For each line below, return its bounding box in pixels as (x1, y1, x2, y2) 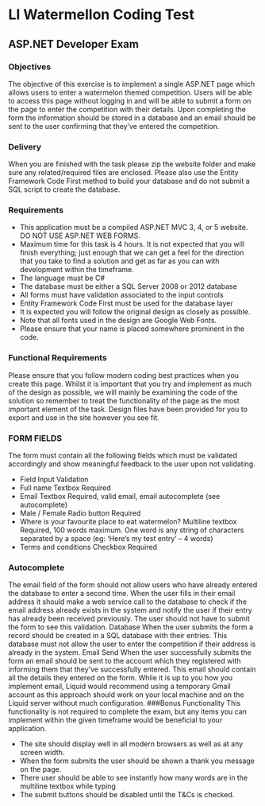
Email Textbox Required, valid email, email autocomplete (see (19, 492, 221, 501)
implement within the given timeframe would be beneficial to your (8, 715, 223, 725)
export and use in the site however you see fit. (8, 412, 160, 422)
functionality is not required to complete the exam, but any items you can (8, 707, 248, 717)
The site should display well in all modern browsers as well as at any (19, 739, 244, 749)
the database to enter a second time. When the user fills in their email (8, 589, 236, 598)
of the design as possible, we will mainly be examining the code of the (8, 387, 238, 397)
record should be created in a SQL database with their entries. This (8, 631, 228, 641)
